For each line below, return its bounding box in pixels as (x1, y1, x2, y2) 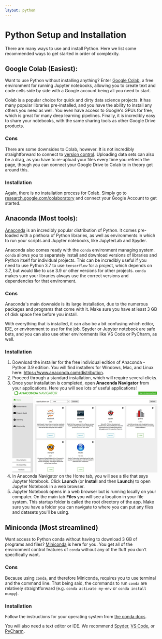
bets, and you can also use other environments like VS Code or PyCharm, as (5, 331, 157, 337)
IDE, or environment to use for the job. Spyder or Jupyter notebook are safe (5, 326, 156, 332)
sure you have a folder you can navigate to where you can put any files (12, 504, 154, 510)
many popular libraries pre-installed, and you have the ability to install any (5, 102, 152, 108)
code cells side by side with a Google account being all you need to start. (5, 88, 151, 94)
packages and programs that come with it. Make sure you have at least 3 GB (5, 306, 157, 312)
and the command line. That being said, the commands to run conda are (5, 580, 147, 586)
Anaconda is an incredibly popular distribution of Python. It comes (5, 227, 137, 233)
